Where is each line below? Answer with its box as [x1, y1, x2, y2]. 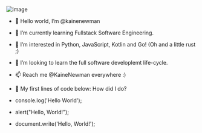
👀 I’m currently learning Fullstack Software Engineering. [15, 29, 154, 36]
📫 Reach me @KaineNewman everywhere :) [15, 71, 126, 78]
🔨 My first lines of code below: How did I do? [15, 85, 127, 92]
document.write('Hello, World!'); [15, 120, 96, 127]
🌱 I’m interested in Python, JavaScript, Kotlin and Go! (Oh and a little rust [15, 41, 196, 48]
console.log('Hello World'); [15, 97, 82, 104]
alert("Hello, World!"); [15, 109, 70, 115]
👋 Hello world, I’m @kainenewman [15, 18, 100, 24]
